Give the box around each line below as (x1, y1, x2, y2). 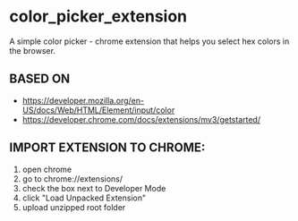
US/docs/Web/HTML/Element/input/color (21, 105, 175, 115)
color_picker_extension (9, 6, 188, 27)
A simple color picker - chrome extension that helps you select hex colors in (9, 36, 290, 47)
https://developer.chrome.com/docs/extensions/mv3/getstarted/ (21, 114, 261, 124)
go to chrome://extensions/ (21, 173, 123, 184)
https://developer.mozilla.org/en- (21, 95, 145, 106)
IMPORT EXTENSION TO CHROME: (9, 140, 206, 156)
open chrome (21, 164, 72, 174)
